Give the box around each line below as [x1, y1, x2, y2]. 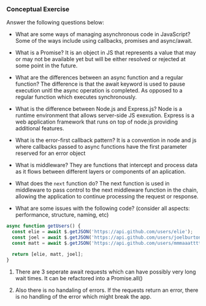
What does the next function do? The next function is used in [15, 180, 170, 187]
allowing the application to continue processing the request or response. [15, 193, 199, 200]
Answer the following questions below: [6, 19, 104, 26]
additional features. [15, 125, 64, 132]
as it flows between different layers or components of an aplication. [15, 168, 186, 176]
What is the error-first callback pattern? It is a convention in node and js [15, 136, 197, 144]
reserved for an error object [15, 149, 86, 157]
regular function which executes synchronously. [15, 94, 137, 101]
